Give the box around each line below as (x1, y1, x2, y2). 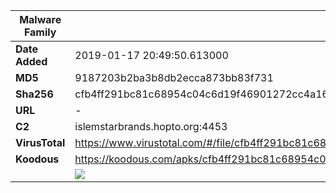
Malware (19, 13, 62, 26)
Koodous (15, 152, 60, 166)
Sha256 (15, 87, 54, 101)
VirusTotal (15, 136, 66, 149)
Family (23, 25, 57, 39)
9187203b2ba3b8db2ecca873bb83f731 (74, 71, 274, 84)
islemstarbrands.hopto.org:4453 (74, 120, 228, 133)
